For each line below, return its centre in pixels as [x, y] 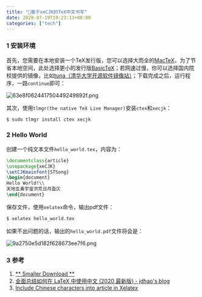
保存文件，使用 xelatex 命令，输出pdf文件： [60, 207]
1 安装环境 [21, 46]
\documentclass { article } [38, 160]
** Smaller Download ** [45, 274]
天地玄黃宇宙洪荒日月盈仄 [33, 189]
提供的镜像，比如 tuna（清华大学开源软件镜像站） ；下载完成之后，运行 [98, 75]
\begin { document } [28, 177]
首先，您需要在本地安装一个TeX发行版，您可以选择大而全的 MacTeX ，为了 [98, 60]
